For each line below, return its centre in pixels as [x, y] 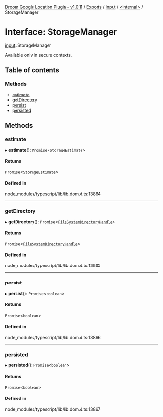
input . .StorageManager [28, 45]
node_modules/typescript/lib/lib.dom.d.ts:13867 [53, 409]
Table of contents [32, 70]
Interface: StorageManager [61, 32]
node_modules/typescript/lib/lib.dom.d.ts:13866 [53, 338]
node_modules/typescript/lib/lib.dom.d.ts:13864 [53, 194]
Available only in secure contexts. [39, 55]
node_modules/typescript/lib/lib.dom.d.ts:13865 [53, 265]
